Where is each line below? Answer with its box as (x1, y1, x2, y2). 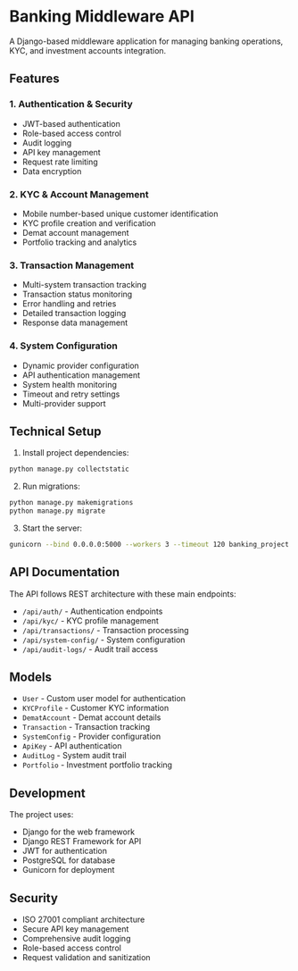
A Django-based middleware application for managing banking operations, (9, 36, 284, 46)
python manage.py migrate (9, 506, 105, 515)
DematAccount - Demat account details (21, 712, 161, 723)
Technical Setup (9, 423, 102, 439)
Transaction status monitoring (21, 289, 133, 300)
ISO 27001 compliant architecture (21, 914, 145, 925)
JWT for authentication (21, 846, 107, 857)
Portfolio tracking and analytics (21, 237, 137, 247)
